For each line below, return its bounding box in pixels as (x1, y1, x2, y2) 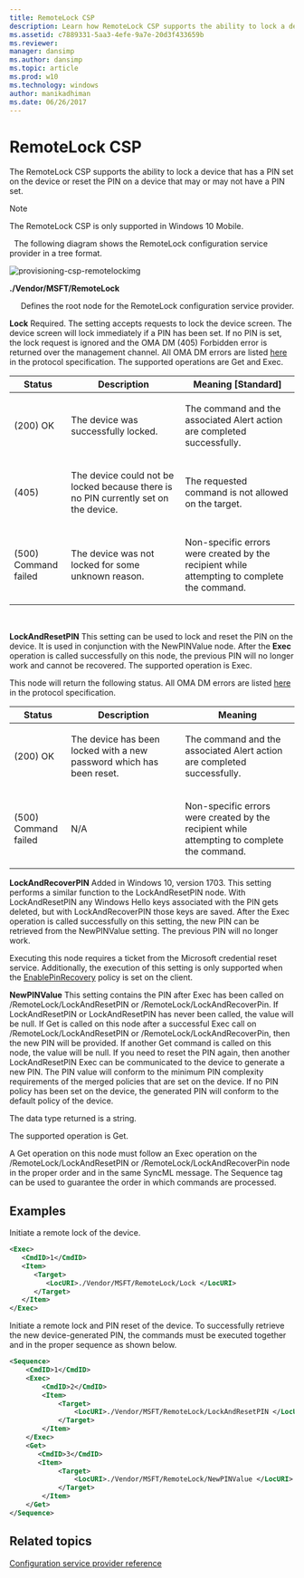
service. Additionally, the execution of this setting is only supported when (9, 962, 283, 974)
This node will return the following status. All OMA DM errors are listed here (9, 678, 291, 688)
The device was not (71, 547, 155, 560)
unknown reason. (71, 570, 145, 582)
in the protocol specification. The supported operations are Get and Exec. (9, 357, 283, 368)
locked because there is (71, 481, 173, 494)
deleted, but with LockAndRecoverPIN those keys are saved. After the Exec (9, 907, 290, 918)
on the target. (185, 497, 242, 510)
